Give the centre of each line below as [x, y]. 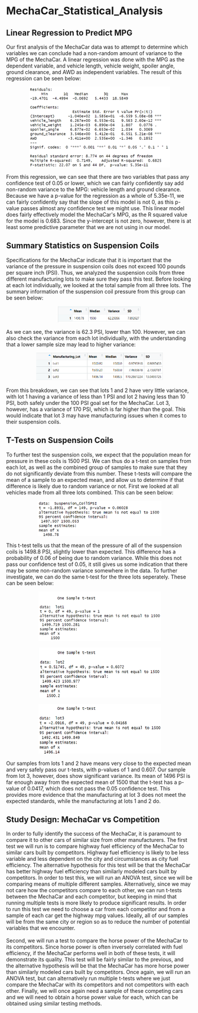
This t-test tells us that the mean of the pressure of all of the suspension [94, 545]
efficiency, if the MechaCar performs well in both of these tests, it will [91, 953]
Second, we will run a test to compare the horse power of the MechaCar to [97, 941]
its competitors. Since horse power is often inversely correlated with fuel [95, 947]
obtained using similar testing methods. [54, 1004]
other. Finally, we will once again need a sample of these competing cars [95, 991]
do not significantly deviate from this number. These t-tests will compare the [99, 473]
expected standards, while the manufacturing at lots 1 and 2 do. [84, 801]
